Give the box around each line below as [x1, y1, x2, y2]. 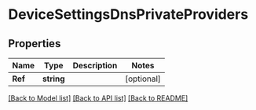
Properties [8, 37, 61, 50]
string [42, 73, 65, 84]
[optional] [124, 73, 161, 84]
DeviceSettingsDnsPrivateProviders [8, 5, 249, 24]
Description [72, 60, 118, 71]
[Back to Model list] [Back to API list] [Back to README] [8, 93, 188, 103]
